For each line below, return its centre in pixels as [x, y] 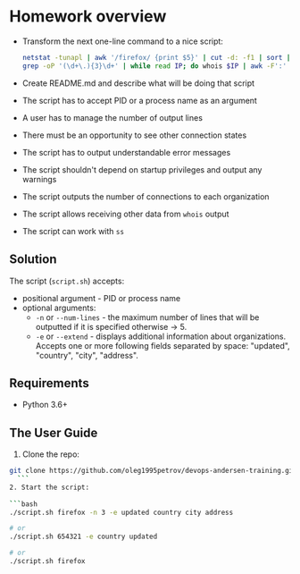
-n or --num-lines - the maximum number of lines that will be [147, 317]
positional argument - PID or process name [101, 298]
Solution [33, 260]
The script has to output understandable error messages [126, 152]
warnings [39, 179]
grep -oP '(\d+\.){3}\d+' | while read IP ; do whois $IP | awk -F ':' [154, 66]
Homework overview [88, 17]
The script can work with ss [73, 231]
